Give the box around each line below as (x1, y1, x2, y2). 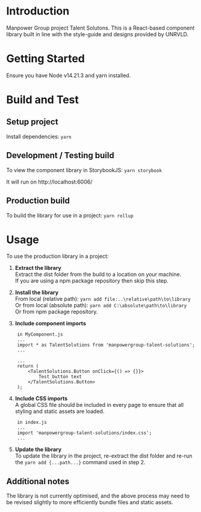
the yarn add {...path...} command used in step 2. (14, 459, 146, 466)
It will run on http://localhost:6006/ (6, 178, 93, 185)
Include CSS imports (14, 395, 68, 402)
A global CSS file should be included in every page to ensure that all (14, 402, 184, 409)
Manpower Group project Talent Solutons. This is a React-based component (6, 24, 195, 31)
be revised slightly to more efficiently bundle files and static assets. (6, 499, 173, 506)
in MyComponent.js (17, 331, 63, 338)
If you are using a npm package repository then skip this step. (14, 277, 169, 284)
